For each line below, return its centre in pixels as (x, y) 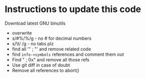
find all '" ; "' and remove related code (51, 49)
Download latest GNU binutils (35, 23)
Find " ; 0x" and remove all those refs (51, 59)
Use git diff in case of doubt (41, 65)
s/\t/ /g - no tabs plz (33, 43)
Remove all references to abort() (46, 70)
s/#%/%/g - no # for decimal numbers (52, 38)
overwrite (22, 33)
